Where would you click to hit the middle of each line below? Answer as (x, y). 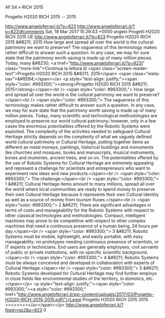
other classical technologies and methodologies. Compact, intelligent (75, 215)
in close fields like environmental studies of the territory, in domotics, (75, 278)
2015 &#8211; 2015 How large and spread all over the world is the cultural (79, 42)
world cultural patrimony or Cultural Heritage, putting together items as (77, 142)
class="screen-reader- (125, 68)
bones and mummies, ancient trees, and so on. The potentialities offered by (82, 158)
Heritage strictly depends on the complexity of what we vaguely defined (78, 136)
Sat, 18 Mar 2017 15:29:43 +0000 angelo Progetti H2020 (102, 31)
